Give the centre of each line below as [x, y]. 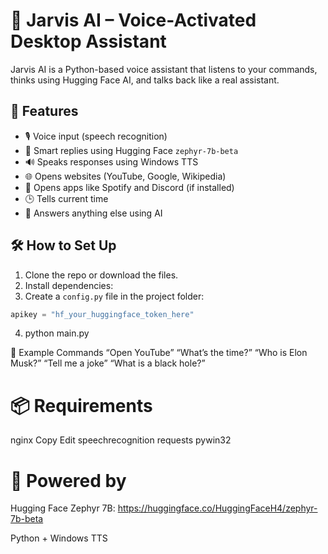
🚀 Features [44, 111]
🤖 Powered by [68, 480]
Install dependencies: [69, 285]
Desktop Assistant [88, 41]
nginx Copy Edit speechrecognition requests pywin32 [121, 440]
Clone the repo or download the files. [101, 275]
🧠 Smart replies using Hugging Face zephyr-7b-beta [131, 150]
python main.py [57, 333]
